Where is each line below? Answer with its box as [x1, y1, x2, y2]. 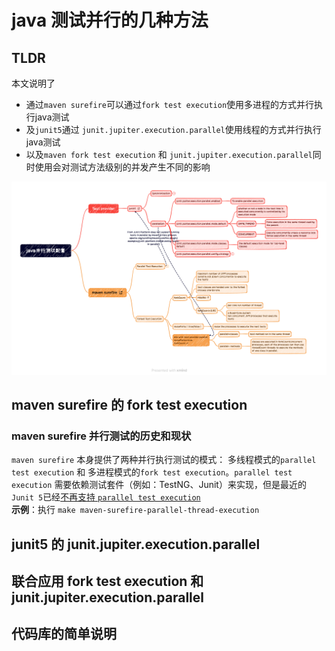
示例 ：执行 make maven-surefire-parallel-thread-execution [11, 504, 260, 516]
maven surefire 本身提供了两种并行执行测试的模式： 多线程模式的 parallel [11, 454, 317, 466]
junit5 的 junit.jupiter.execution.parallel [11, 536, 261, 553]
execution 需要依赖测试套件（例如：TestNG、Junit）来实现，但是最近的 [11, 479, 307, 491]
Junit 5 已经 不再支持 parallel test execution [11, 491, 201, 503]
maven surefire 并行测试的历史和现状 [11, 429, 192, 443]
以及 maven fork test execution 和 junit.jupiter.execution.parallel [25, 149, 313, 160]
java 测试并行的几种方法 [11, 9, 209, 32]
